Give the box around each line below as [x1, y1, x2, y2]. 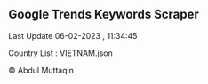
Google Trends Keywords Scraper [8, 7, 199, 22]
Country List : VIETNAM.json [8, 48, 113, 58]
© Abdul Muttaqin [8, 65, 75, 75]
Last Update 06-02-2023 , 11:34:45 [8, 30, 138, 41]
